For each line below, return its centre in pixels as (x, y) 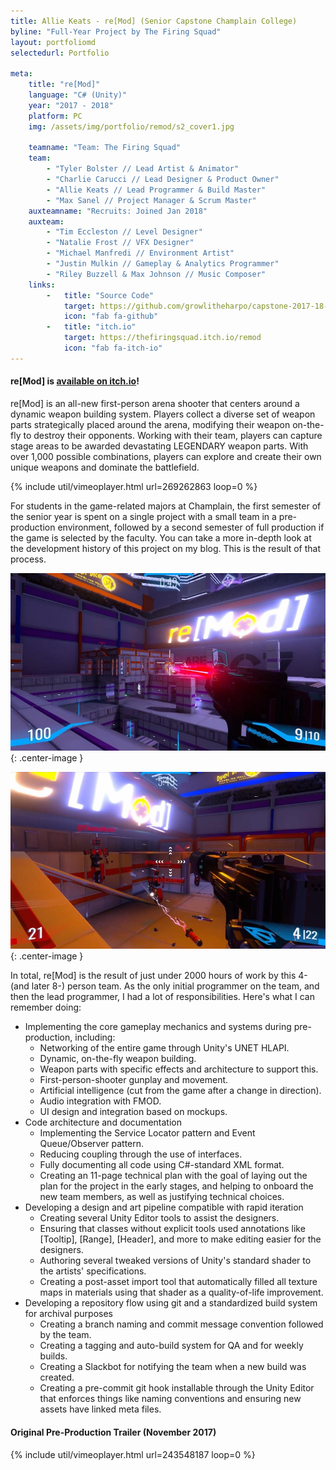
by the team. (65, 1335)
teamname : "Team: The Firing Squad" (105, 148)
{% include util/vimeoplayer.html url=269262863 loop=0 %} (134, 486)
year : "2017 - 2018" (71, 105)
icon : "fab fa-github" (111, 316)
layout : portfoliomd (53, 42)
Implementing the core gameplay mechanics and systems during (158, 1027)
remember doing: (46, 1007)
